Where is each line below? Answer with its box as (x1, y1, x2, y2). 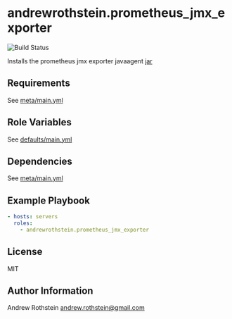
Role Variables (7, 116, 72, 128)
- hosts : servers (7, 213, 58, 220)
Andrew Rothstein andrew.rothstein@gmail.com (7, 304, 146, 312)
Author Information (7, 285, 94, 297)
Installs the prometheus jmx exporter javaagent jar (7, 56, 153, 65)
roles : (13, 220, 33, 227)
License (7, 246, 43, 258)
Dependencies (7, 155, 72, 167)
